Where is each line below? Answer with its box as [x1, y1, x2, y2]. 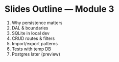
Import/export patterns [11, 40, 58, 46]
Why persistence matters [11, 20, 63, 26]
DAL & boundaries [11, 25, 48, 31]
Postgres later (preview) [11, 51, 61, 57]
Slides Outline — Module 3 [4, 3, 115, 15]
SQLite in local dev [11, 30, 50, 36]
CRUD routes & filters [11, 35, 55, 41]
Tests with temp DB [11, 46, 51, 52]
